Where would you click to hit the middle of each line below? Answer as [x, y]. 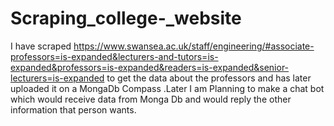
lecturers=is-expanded [57, 78]
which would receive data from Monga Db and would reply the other [151, 99]
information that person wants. [73, 109]
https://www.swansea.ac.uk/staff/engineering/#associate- [194, 46]
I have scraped [41, 46]
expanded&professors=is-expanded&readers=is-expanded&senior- [150, 67]
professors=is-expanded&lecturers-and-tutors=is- [114, 56]
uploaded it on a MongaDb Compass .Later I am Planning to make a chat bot [167, 88]
